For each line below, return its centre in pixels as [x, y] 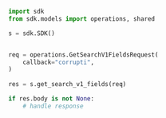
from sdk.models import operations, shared [82, 19]
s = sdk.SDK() [32, 33]
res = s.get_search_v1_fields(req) [67, 85]
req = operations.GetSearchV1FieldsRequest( [83, 55]
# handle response [53, 106]
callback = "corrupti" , [58, 62]
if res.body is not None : [51, 99]
